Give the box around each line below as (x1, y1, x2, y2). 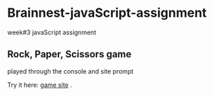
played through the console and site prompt (7, 67, 134, 75)
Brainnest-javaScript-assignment (7, 5, 207, 21)
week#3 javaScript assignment (7, 28, 97, 36)
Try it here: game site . (7, 81, 72, 89)
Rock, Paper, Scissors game (7, 48, 132, 60)
